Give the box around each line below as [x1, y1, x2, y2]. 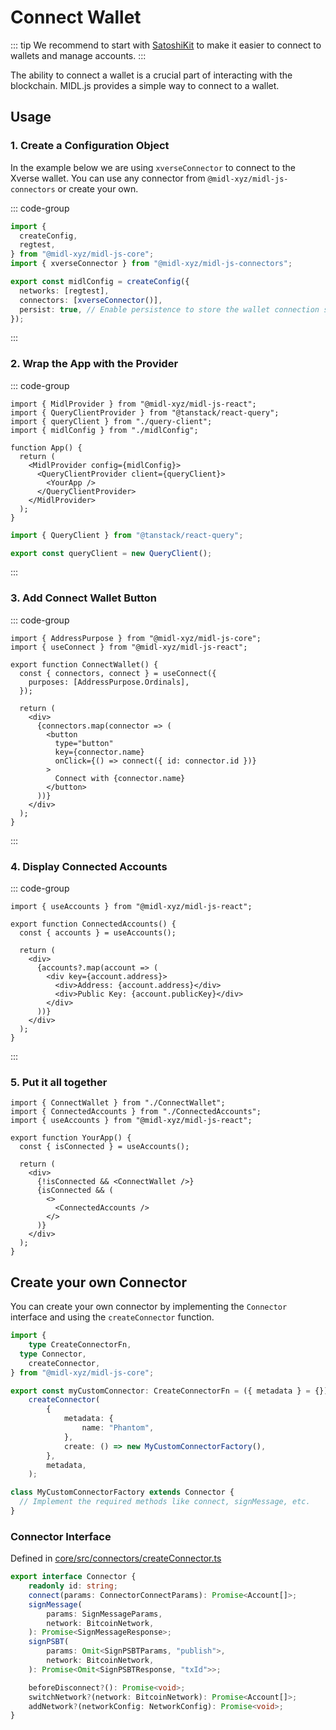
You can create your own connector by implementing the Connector [10, 1301, 288, 1313]
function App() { [10, 442, 83, 453]
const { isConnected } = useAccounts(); [19, 1142, 190, 1152]
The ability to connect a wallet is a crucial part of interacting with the [10, 69, 293, 81]
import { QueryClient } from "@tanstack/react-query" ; [10, 530, 244, 540]
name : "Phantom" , [81, 1423, 155, 1433]
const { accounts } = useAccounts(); [19, 928, 177, 938]
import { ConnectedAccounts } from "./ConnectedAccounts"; [10, 1107, 262, 1117]
